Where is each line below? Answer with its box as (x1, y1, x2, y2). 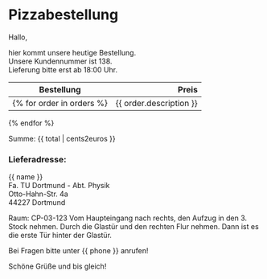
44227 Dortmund (8, 198, 66, 207)
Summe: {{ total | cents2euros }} (8, 133, 117, 143)
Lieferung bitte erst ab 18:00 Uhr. (8, 64, 118, 74)
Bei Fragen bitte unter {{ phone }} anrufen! (8, 246, 149, 256)
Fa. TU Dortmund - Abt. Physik (8, 181, 110, 191)
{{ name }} (8, 172, 43, 182)
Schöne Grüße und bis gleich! (8, 261, 107, 271)
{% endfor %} (8, 118, 55, 128)
